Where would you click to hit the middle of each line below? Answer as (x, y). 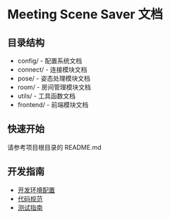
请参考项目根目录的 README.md (55, 147)
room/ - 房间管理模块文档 (54, 87)
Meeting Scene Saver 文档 (85, 14)
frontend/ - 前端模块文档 (53, 105)
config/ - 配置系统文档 (50, 61)
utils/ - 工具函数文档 (47, 96)
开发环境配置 (36, 190)
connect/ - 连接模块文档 (52, 70)
